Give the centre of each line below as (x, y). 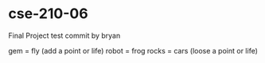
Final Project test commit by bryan (64, 35)
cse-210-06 (49, 14)
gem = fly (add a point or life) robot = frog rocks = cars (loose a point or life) (133, 50)
